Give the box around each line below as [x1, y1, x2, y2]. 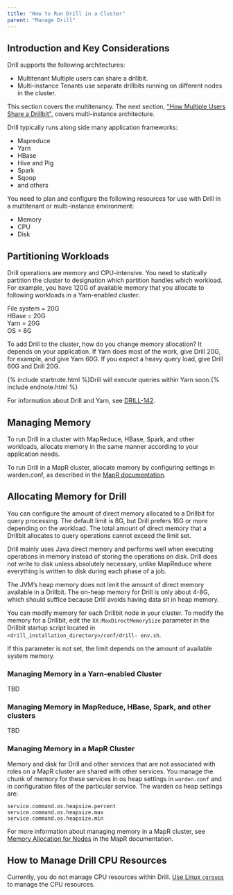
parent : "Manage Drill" [7, 17, 76, 24]
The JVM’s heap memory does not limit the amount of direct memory [7, 580, 205, 589]
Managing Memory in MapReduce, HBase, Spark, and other [7, 702, 212, 712]
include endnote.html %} [7, 383, 78, 391]
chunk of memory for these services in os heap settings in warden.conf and [7, 774, 222, 782]
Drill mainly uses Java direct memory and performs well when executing [7, 545, 214, 553]
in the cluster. [17, 89, 57, 97]
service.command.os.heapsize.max [7, 809, 104, 816]
